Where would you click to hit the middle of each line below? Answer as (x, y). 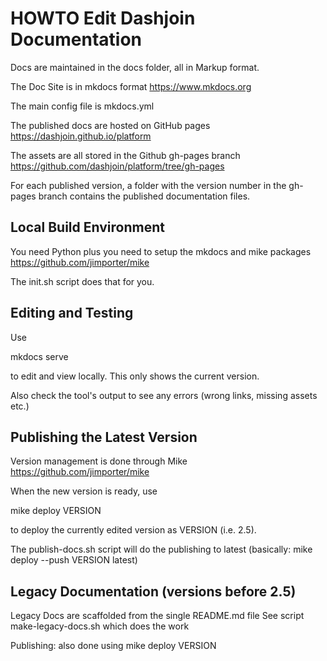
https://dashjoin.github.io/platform (81, 136)
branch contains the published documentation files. (144, 196)
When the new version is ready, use (84, 491)
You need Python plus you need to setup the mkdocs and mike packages (161, 251)
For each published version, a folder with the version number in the (148, 185)
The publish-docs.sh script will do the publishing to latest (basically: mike (161, 549)
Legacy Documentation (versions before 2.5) (153, 591)
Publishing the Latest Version (104, 437)
